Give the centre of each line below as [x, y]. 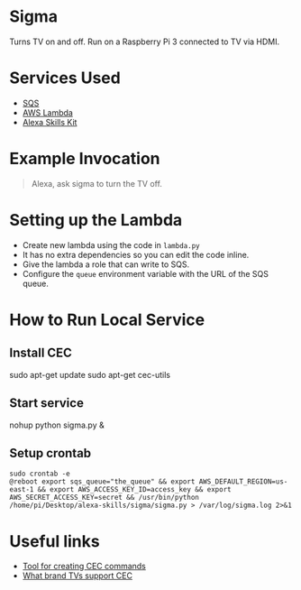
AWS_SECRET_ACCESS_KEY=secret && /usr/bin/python [105, 498]
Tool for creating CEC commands [84, 567]
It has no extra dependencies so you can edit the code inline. [136, 254]
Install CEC [41, 353]
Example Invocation [85, 159]
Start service [46, 403]
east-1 [22, 490]
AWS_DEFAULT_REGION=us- [243, 482]
